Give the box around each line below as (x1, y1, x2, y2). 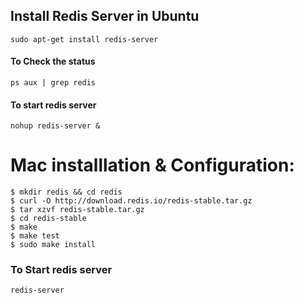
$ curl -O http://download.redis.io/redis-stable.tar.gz (10, 196, 253, 206)
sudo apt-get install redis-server (10, 34, 159, 44)
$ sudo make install (10, 240, 97, 250)
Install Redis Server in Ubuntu (10, 8, 200, 25)
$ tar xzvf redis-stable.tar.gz (10, 205, 145, 215)
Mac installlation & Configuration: (10, 154, 295, 177)
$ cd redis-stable (10, 214, 87, 224)
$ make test (10, 231, 60, 241)
